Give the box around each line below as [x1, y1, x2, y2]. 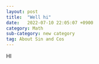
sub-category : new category [6, 31, 75, 37]
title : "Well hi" [6, 14, 51, 20]
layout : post [6, 8, 38, 15]
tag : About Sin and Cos [6, 36, 65, 42]
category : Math [6, 25, 44, 31]
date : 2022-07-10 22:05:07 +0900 [6, 20, 94, 25]
